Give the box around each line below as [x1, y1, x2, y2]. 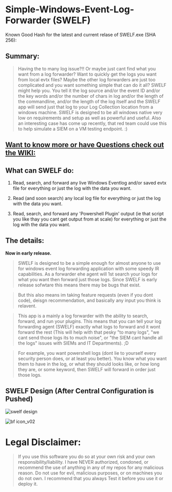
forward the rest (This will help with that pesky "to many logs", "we [17, 329, 160, 335]
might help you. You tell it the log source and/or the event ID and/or [17, 87, 161, 94]
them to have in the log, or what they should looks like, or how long [17, 361, 160, 367]
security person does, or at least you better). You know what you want [17, 355, 167, 361]
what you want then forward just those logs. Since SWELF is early [17, 276, 158, 282]
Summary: [5, 52, 40, 61]
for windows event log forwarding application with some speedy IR [17, 265, 159, 271]
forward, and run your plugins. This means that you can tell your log [17, 318, 162, 324]
